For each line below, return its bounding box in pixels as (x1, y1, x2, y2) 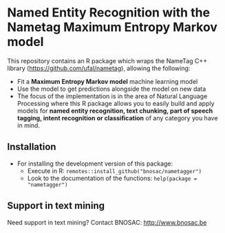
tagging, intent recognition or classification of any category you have (17, 113, 218, 122)
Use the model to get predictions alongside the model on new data (17, 85, 206, 93)
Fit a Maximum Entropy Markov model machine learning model (17, 77, 198, 85)
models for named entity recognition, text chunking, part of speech (17, 107, 213, 115)
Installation (7, 141, 56, 153)
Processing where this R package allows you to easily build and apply (17, 99, 215, 107)
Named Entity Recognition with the (7, 5, 211, 21)
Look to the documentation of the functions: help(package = (27, 174, 197, 182)
